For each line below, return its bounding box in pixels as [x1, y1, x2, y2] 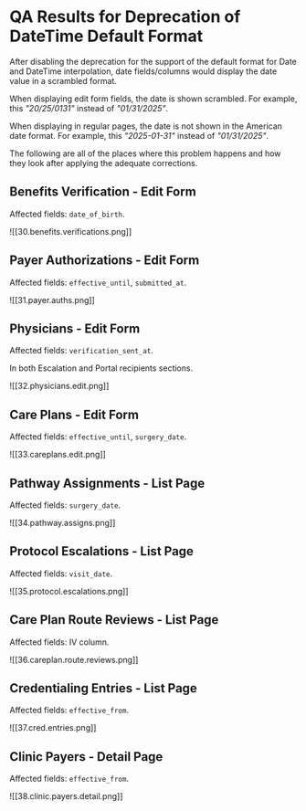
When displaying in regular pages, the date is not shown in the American [9, 121, 283, 132]
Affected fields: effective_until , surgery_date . [9, 431, 187, 442]
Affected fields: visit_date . [9, 568, 113, 579]
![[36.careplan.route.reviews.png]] [9, 654, 139, 665]
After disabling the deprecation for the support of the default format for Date [9, 56, 297, 67]
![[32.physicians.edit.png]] [9, 381, 110, 392]
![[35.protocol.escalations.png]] [9, 585, 130, 596]
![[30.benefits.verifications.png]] [9, 226, 132, 237]
